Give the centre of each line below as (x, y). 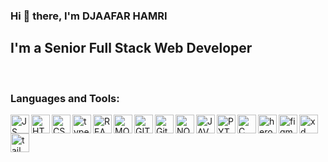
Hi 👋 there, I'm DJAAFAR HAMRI (89, 16)
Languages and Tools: (65, 98)
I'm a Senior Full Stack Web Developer (131, 48)
